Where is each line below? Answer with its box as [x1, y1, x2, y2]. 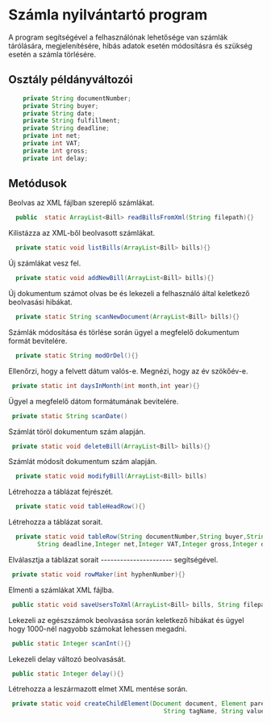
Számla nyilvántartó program [8, 6, 208, 24]
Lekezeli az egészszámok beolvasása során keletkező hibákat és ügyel [8, 615, 244, 625]
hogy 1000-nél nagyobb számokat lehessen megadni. [8, 624, 187, 633]
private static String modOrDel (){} [15, 351, 139, 360]
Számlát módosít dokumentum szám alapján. [8, 457, 157, 466]
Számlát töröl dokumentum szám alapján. [8, 426, 146, 437]
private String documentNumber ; [23, 94, 131, 102]
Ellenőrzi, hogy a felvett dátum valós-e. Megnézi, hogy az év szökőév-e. [8, 366, 248, 376]
